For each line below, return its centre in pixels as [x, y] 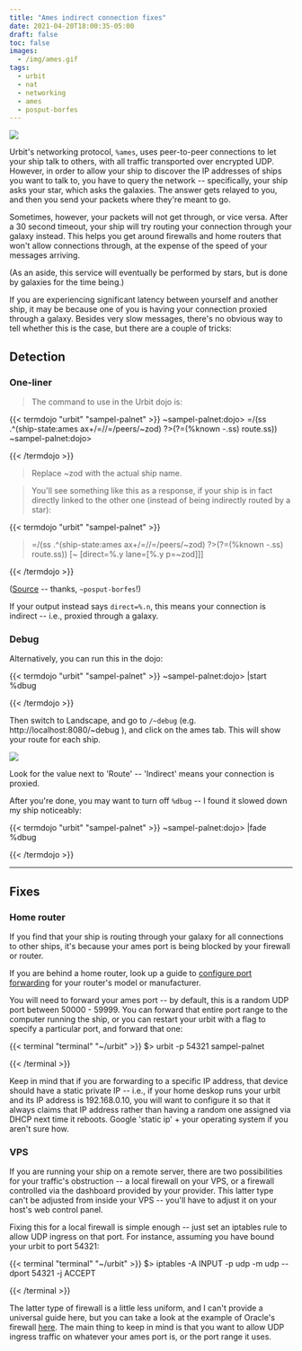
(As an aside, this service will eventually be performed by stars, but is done [148, 273]
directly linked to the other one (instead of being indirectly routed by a [161, 500]
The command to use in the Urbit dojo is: [107, 402]
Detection [37, 356]
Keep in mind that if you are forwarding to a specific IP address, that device [149, 1080]
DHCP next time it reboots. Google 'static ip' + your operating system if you [149, 1119]
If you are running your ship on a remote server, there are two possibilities [146, 1172]
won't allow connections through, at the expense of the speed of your [138, 246]
